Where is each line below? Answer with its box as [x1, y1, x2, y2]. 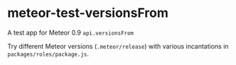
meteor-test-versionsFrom [7, 5, 169, 21]
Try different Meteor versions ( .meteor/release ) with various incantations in [7, 42, 229, 50]
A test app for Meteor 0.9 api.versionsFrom [7, 28, 134, 37]
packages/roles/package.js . [7, 49, 90, 58]
